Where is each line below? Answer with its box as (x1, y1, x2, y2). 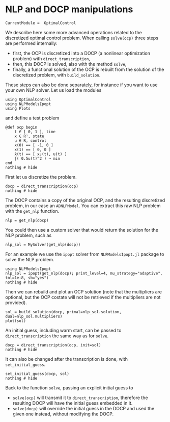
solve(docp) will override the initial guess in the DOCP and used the (12, 405, 155, 411)
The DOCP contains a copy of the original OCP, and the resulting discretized (5, 197, 165, 203)
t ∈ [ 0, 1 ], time (14, 129, 56, 134)
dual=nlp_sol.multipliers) (5, 314, 63, 319)
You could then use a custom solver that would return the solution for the (5, 227, 159, 233)
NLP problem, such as (5, 232, 52, 238)
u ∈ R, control (14, 138, 47, 143)
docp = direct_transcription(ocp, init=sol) (5, 342, 101, 347)
